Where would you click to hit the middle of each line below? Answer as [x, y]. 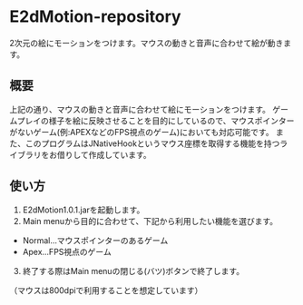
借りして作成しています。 [104, 154]
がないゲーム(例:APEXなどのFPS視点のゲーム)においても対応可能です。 [142, 132]
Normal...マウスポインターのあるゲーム [95, 240]
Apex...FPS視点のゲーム [67, 251]
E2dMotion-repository [95, 17]
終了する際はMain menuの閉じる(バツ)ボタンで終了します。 [133, 271]
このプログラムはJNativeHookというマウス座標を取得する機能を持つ [152, 143]
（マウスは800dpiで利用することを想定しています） [106, 290]
